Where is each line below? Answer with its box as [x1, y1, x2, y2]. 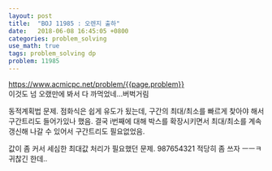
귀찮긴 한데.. [8, 153, 48, 163]
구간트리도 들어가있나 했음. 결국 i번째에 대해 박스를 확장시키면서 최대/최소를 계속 [8, 116, 262, 126]
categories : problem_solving [8, 34, 107, 43]
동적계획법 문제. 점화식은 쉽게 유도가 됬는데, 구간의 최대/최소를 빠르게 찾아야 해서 [8, 106, 265, 116]
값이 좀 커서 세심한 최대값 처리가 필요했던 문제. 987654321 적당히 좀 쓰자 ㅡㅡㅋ [8, 143, 262, 153]
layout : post [8, 11, 53, 20]
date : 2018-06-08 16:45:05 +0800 [8, 27, 129, 35]
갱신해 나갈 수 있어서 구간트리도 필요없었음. [8, 126, 145, 136]
